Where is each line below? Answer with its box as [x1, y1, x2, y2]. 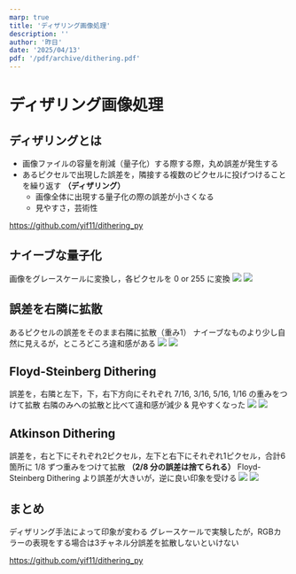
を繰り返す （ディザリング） [21, 181, 126, 190]
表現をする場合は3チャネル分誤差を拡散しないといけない [32, 538, 239, 548]
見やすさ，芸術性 [35, 203, 98, 213]
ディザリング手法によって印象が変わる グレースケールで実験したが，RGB [9, 526, 274, 537]
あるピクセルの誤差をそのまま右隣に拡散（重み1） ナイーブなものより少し [9, 327, 278, 337]
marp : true [9, 12, 50, 22]
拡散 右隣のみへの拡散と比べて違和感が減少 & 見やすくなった [24, 399, 246, 410]
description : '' [9, 29, 69, 38]
